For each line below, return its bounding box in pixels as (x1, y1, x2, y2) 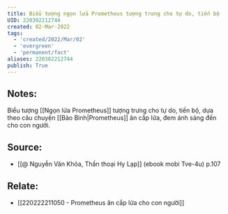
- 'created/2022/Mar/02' (13, 36, 86, 43)
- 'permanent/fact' (13, 49, 70, 56)
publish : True (7, 62, 49, 69)
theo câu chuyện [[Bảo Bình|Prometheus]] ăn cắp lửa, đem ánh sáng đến (7, 114, 217, 122)
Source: (7, 141, 43, 153)
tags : (7, 29, 23, 37)
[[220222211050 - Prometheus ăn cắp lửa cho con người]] (17, 199, 185, 207)
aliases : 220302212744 (7, 56, 73, 63)
